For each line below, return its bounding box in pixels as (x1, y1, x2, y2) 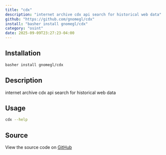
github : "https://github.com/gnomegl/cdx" (5, 16, 95, 21)
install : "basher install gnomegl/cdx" (5, 21, 88, 26)
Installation (5, 49, 41, 57)
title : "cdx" (5, 7, 32, 12)
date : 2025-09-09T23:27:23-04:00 (5, 30, 75, 35)
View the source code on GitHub (5, 144, 72, 150)
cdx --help (5, 117, 28, 122)
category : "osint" (5, 26, 43, 31)
